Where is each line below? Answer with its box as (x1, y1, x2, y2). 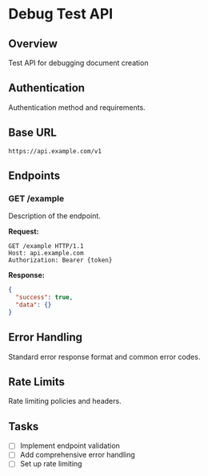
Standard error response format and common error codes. (8, 352, 201, 361)
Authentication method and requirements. (8, 102, 146, 112)
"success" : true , (15, 294, 74, 302)
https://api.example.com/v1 (8, 147, 102, 155)
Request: (8, 226, 39, 237)
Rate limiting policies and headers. (8, 397, 122, 406)
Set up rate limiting (19, 459, 82, 469)
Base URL (8, 126, 58, 140)
